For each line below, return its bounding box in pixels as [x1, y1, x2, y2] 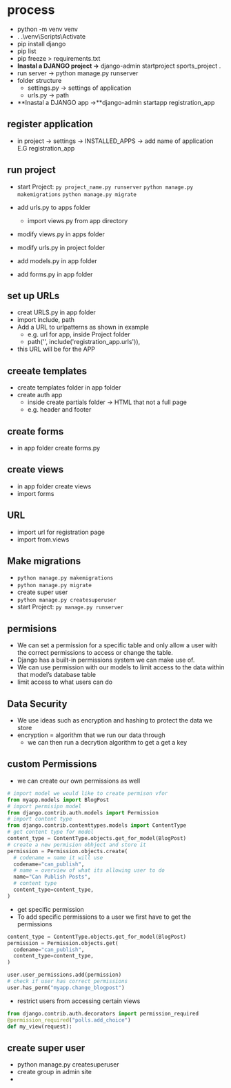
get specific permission [17, 905, 84, 913]
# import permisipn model [7, 803, 81, 810]
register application [7, 118, 93, 130]
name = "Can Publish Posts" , [13, 873, 91, 881]
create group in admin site [17, 1068, 92, 1076]
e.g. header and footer [27, 405, 92, 414]
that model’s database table [17, 671, 97, 679]
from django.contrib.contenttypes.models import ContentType [7, 822, 187, 829]
